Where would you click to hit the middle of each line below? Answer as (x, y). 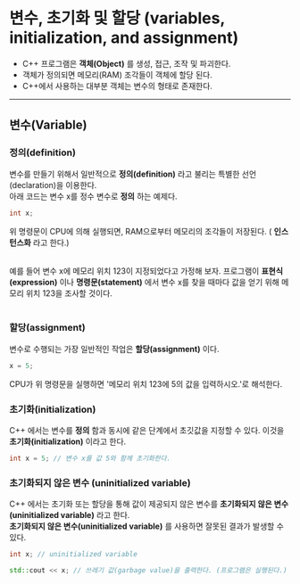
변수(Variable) (48, 125)
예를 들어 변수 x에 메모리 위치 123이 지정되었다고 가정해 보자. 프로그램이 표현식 (146, 271)
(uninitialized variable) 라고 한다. (70, 515)
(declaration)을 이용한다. (53, 185)
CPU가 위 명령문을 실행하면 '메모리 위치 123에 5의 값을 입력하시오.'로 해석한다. (146, 383)
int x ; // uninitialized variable (74, 555)
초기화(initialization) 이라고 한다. (68, 441)
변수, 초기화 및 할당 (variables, (117, 18)
